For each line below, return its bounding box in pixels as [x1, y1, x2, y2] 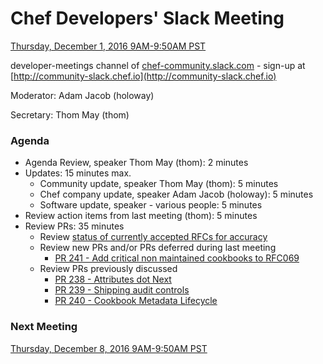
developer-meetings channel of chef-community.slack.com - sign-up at [10, 59, 306, 71]
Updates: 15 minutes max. [24, 167, 132, 179]
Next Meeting [10, 320, 78, 334]
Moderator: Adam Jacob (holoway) [10, 89, 155, 101]
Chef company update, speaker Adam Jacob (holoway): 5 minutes [39, 188, 314, 201]
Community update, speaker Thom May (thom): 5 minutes [39, 178, 279, 190]
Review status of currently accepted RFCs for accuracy [39, 231, 268, 243]
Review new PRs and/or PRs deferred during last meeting [39, 242, 277, 254]
